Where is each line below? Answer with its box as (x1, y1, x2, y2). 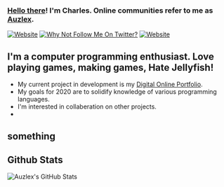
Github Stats (7, 153, 63, 166)
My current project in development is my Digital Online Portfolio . (17, 80, 203, 89)
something (7, 130, 56, 142)
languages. (17, 95, 51, 104)
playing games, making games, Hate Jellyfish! (7, 62, 214, 74)
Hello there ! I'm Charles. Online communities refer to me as (7, 6, 213, 15)
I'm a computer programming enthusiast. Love (7, 50, 214, 62)
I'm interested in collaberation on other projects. (17, 102, 157, 111)
